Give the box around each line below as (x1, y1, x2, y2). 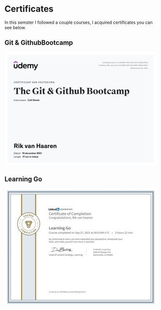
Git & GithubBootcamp (4, 39, 73, 47)
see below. (4, 24, 26, 30)
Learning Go (4, 175, 43, 183)
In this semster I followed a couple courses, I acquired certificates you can (4, 19, 153, 25)
